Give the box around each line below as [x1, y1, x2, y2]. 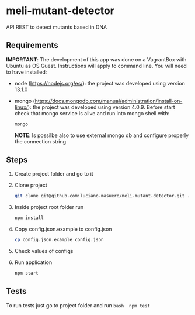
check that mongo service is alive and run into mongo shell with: [14, 109, 170, 117]
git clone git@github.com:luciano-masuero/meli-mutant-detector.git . [14, 193, 190, 199]
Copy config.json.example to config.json [14, 225, 112, 232]
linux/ [14, 104, 28, 111]
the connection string [14, 138, 67, 145]
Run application [14, 259, 53, 266]
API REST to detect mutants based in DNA [6, 23, 107, 30]
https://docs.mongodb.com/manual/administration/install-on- [34, 97, 183, 104]
